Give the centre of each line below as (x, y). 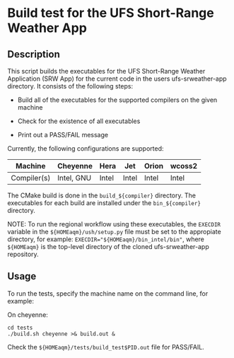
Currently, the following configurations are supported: (86, 149)
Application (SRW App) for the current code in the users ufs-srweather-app (117, 79)
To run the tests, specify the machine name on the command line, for (108, 293)
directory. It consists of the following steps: (70, 86)
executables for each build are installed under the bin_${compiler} (104, 203)
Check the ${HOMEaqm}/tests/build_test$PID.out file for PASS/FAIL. (106, 347)
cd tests (20, 328)
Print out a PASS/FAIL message (63, 135)
